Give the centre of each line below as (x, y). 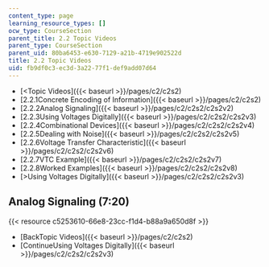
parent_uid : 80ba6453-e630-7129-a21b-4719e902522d (95, 53)
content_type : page (41, 16)
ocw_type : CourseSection (50, 31)
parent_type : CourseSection (56, 46)
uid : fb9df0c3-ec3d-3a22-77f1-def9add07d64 (83, 68)
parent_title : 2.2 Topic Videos (62, 38)
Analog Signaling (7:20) (69, 202)
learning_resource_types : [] (57, 23)
